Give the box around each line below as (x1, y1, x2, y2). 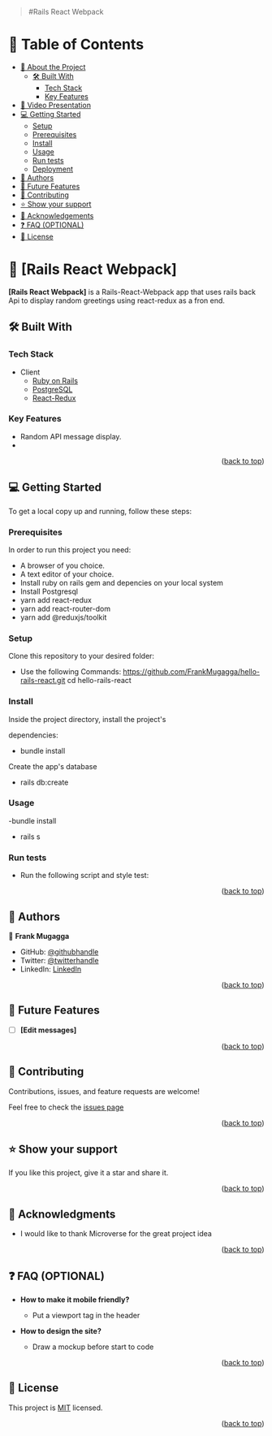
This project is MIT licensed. (8, 1403, 103, 1412)
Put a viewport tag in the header (32, 1311, 140, 1321)
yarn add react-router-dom (19, 603, 111, 613)
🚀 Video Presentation (19, 100, 92, 110)
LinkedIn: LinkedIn (19, 964, 82, 974)
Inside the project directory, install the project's (8, 714, 166, 724)
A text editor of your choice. (19, 569, 114, 579)
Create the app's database (8, 761, 97, 771)
